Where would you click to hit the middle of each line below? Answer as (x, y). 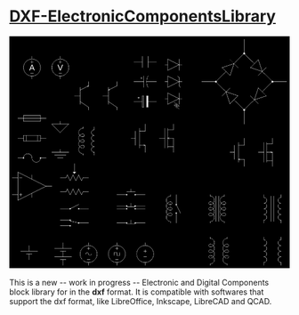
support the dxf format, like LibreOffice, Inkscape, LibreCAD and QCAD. (141, 302)
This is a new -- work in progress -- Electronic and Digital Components (139, 283)
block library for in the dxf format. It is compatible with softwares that (137, 292)
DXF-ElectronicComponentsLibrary (142, 16)
